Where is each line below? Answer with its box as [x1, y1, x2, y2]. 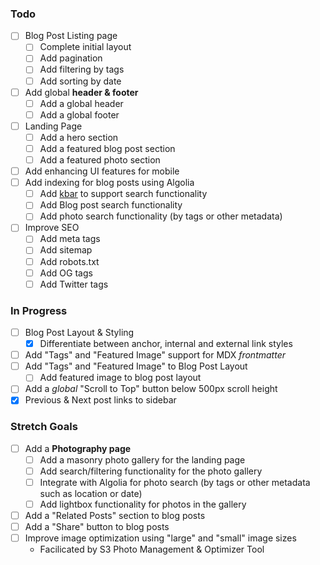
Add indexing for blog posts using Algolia [24, 177, 195, 189]
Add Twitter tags [39, 278, 109, 290]
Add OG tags [39, 267, 93, 279]
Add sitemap [39, 244, 93, 256]
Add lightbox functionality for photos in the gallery [39, 498, 247, 511]
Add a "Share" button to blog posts [24, 521, 170, 533]
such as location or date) [39, 488, 143, 500]
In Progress [10, 303, 68, 317]
